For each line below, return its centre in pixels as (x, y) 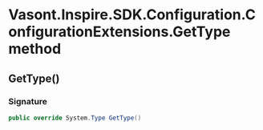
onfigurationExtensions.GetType (119, 32)
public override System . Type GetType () (75, 118)
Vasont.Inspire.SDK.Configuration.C (132, 15)
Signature (28, 101)
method (35, 49)
